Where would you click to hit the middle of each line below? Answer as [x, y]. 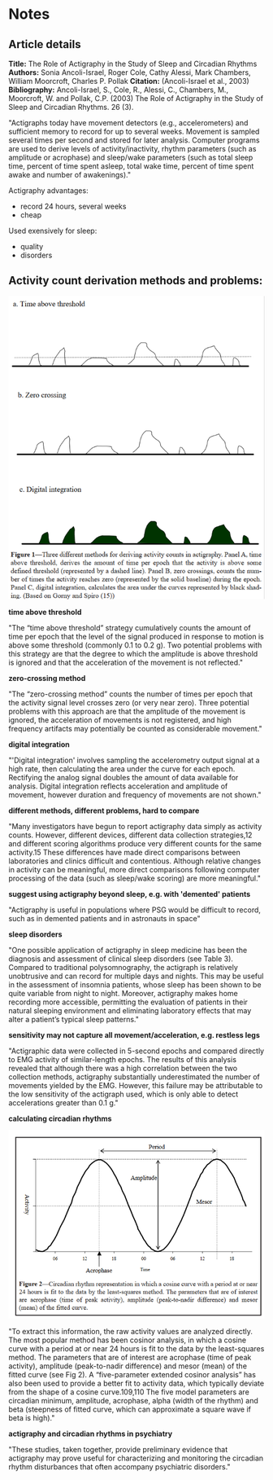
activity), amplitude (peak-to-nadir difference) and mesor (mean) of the [128, 1366]
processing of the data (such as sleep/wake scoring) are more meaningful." [135, 878]
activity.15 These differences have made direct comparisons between [125, 853]
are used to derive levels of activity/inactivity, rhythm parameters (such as [132, 149]
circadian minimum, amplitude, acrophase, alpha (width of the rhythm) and [133, 1401]
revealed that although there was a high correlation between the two [123, 1069]
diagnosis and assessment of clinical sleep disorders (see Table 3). [121, 959]
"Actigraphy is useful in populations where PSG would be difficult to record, [135, 910]
